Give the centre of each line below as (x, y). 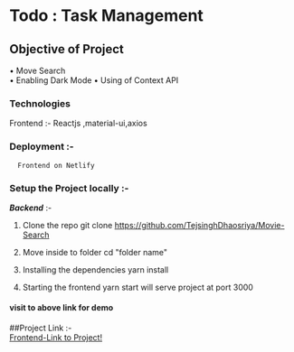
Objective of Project (67, 49)
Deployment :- (42, 147)
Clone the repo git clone (67, 225)
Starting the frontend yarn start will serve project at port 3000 (138, 287)
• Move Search (38, 70)
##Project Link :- (41, 328)
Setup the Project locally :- (69, 188)
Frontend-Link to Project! (56, 338)
